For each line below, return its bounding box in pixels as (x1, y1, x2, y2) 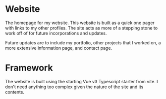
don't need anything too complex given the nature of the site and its (5, 84, 144, 90)
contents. (5, 89, 25, 95)
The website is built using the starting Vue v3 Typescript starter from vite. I (5, 78, 158, 84)
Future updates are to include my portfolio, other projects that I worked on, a (5, 39, 161, 45)
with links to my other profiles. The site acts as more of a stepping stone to (5, 25, 158, 31)
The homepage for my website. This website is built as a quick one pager (5, 20, 155, 26)
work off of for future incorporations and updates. (5, 30, 107, 36)
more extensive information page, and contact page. (5, 45, 112, 51)
